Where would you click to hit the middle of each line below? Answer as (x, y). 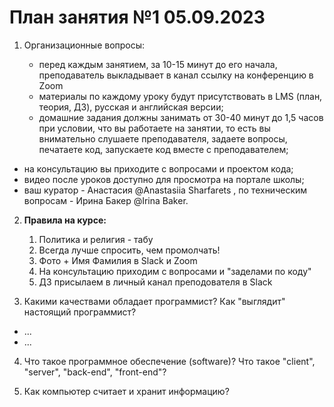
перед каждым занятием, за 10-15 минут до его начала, (158, 64)
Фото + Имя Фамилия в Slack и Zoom (118, 260)
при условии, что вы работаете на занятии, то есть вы (154, 128)
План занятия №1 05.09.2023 (137, 17)
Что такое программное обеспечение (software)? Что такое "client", (169, 361)
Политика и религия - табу (96, 239)
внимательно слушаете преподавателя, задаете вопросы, (163, 138)
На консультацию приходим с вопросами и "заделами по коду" (175, 271)
